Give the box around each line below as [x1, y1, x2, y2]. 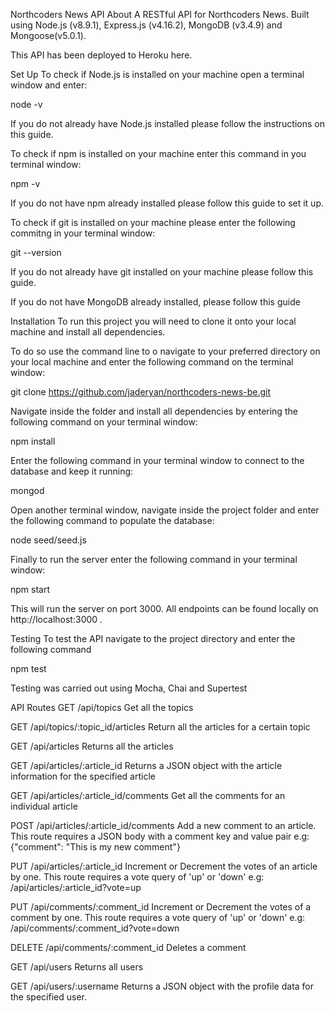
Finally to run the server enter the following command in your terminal [10, 554, 298, 565]
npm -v [10, 178, 41, 189]
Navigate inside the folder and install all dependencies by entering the [10, 405, 298, 417]
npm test [10, 663, 47, 674]
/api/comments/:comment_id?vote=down [10, 922, 180, 934]
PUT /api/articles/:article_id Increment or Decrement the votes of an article [10, 860, 318, 872]
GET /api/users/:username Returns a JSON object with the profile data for [10, 980, 315, 992]
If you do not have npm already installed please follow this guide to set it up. [10, 197, 324, 209]
